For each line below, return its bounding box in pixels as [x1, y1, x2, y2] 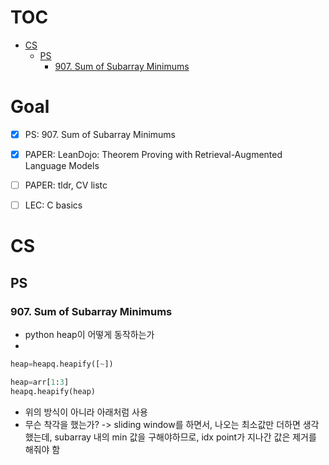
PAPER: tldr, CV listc [24, 179, 108, 191]
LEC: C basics [24, 199, 83, 211]
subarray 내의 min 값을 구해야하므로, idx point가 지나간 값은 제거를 [54, 431, 317, 443]
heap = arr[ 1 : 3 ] [10, 377, 70, 387]
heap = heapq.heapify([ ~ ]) [10, 359, 114, 369]
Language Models [24, 160, 100, 171]
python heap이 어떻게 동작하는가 [24, 329, 155, 340]
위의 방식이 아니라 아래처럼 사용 [24, 406, 148, 418]
